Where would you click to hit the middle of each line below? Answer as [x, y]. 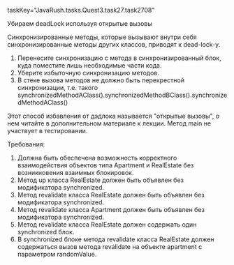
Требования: [26, 144]
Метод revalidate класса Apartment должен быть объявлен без [111, 210]
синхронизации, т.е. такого [58, 88]
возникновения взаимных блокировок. [75, 173]
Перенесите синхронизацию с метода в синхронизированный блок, [119, 58]
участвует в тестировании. [47, 131]
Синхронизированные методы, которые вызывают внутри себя [102, 37]
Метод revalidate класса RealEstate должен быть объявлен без [111, 195]
